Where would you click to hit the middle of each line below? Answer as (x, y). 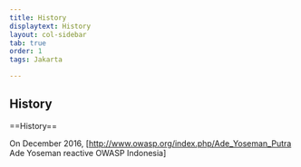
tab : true (28, 43)
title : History (38, 18)
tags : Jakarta (36, 60)
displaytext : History (50, 26)
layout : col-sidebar (49, 34)
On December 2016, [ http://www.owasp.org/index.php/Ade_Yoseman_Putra (150, 143)
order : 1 (26, 51)
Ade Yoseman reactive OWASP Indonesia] (88, 153)
